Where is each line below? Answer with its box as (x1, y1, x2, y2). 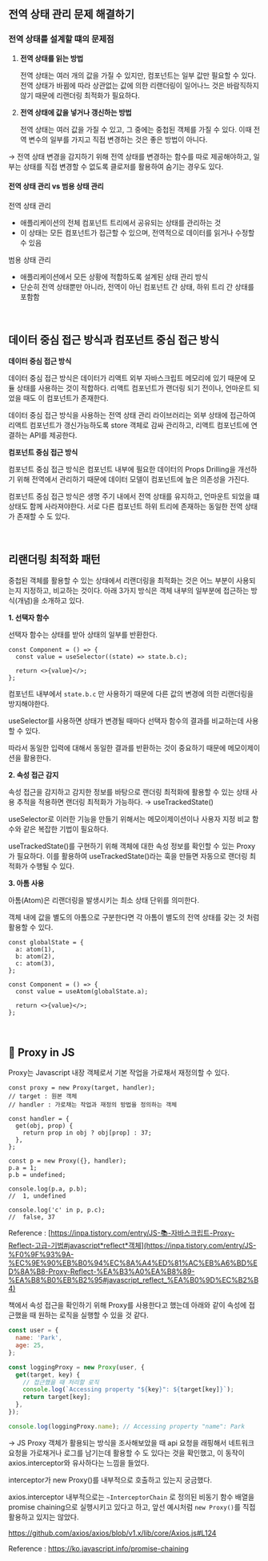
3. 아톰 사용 (8, 878, 45, 888)
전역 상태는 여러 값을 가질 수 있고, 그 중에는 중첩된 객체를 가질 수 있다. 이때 (19, 124, 252, 134)
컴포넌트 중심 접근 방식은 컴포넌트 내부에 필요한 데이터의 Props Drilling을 (8, 464, 236, 474)
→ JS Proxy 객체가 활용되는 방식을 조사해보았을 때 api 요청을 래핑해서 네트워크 (8, 1438, 254, 1447)
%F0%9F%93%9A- (8, 1250, 74, 1260)
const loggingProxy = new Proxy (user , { (8, 1363, 146, 1371)
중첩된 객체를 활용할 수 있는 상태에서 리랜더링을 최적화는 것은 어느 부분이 (8, 576, 234, 585)
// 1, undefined (8, 1192, 66, 1200)
